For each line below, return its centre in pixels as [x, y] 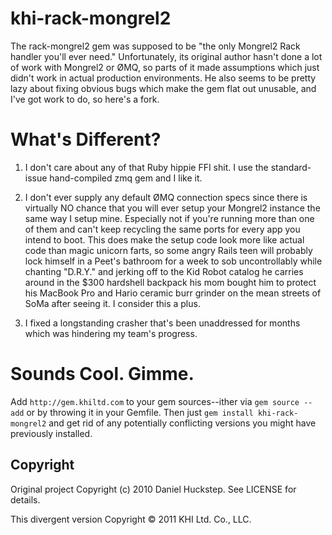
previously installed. [51, 433]
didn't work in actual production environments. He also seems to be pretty [163, 78]
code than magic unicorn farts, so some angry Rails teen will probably [168, 250]
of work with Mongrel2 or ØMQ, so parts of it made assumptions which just [165, 67]
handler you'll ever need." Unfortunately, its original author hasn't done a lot [166, 56]
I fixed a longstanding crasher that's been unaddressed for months [162, 323]
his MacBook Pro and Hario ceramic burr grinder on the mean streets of [173, 293]
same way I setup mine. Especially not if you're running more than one [169, 218]
